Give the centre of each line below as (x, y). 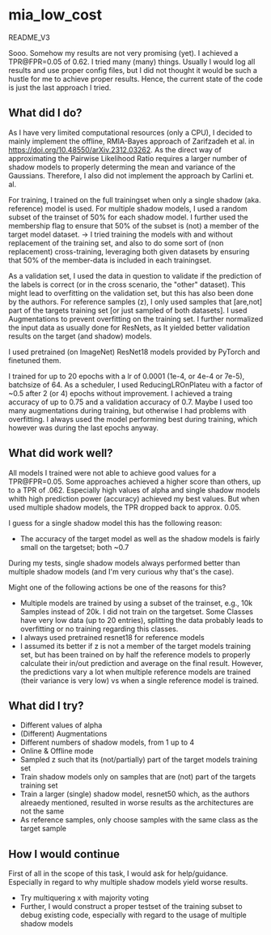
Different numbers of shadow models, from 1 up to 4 (107, 742)
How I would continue (64, 854)
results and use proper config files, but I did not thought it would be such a (133, 70)
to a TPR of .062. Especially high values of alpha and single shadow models (134, 490)
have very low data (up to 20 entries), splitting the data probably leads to (142, 620)
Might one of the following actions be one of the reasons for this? (117, 587)
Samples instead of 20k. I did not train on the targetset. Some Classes (136, 611)
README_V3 (29, 37)
